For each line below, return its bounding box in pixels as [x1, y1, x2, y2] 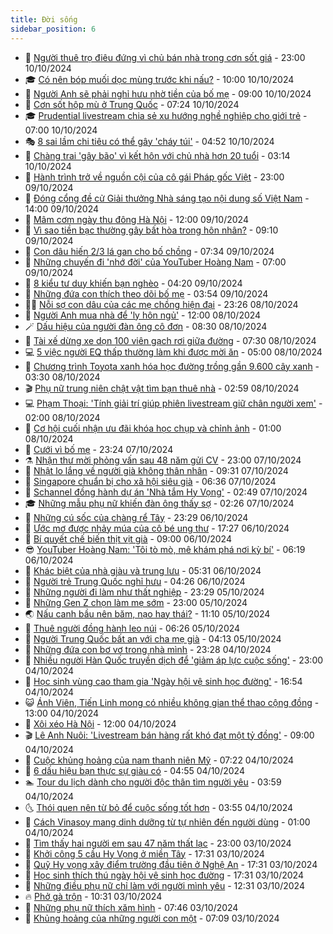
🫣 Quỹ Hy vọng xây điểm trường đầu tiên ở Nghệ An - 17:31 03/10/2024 [24, 858, 318, 870]
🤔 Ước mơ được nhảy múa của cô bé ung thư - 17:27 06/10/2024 [24, 522, 290, 534]
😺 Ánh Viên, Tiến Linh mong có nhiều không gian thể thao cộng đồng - [24, 696, 320, 708]
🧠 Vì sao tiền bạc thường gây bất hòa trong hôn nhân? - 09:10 [24, 224, 279, 236]
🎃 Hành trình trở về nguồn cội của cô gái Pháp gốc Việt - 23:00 [24, 171, 285, 183]
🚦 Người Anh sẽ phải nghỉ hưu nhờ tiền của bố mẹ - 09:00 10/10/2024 [24, 87, 312, 100]
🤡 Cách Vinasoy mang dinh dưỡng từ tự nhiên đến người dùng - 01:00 [24, 816, 311, 828]
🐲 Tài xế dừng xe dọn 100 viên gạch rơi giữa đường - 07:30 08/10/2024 [24, 334, 317, 346]
